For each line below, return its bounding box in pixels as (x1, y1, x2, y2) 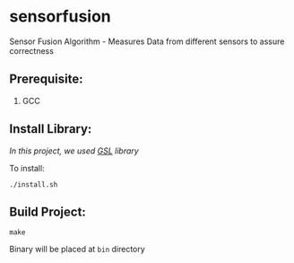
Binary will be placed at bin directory (9, 244, 145, 255)
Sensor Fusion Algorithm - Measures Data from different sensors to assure (9, 36, 285, 47)
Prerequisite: (9, 72, 83, 87)
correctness (9, 45, 54, 56)
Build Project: (9, 204, 87, 219)
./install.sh (9, 180, 58, 189)
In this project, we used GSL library (9, 145, 139, 156)
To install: (9, 162, 45, 173)
